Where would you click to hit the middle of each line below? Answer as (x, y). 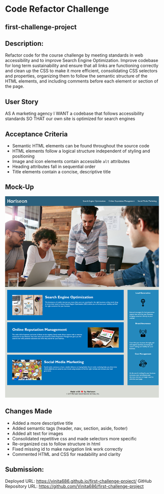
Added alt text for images (38, 433)
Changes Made (29, 411)
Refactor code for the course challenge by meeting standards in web (74, 55)
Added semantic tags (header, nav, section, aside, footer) (70, 428)
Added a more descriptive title (42, 423)
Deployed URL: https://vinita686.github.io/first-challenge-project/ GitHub (79, 481)
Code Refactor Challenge (57, 9)
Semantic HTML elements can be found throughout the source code (81, 146)
